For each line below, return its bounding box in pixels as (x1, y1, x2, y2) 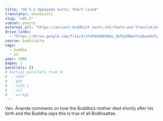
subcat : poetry (5, 20, 36, 26)
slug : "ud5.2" (5, 16, 34, 21)
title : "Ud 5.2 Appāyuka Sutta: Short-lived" (5, 7, 98, 12)
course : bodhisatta (5, 39, 45, 43)
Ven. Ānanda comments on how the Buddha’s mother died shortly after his (5, 106, 154, 111)
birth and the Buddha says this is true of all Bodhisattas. (5, 110, 116, 116)
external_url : (5, 25, 34, 30)
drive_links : (5, 29, 32, 34)
